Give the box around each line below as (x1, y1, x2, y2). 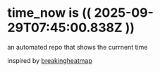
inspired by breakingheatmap (7, 56, 93, 64)
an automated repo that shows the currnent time (7, 43, 148, 51)
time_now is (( (7, 5, 92, 21)
